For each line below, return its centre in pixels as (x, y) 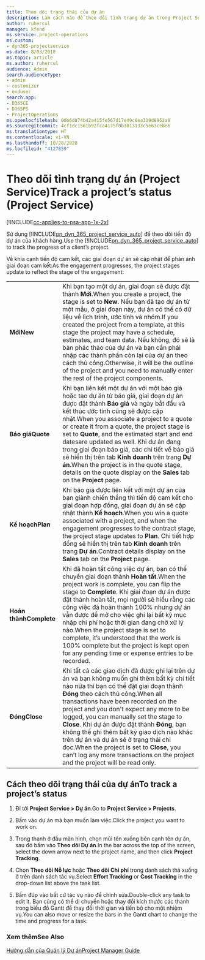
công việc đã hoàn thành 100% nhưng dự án (127, 607)
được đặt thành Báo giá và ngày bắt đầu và (124, 403)
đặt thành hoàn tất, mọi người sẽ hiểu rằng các (129, 599)
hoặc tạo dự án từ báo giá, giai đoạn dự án (123, 396)
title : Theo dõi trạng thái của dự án (56, 12)
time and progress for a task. (52, 921)
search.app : (21, 97)
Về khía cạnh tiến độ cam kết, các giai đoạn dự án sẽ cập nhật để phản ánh (101, 259)
